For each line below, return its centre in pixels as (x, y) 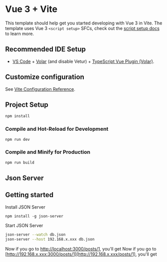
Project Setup (27, 105)
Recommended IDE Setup (46, 49)
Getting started (29, 195)
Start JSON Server (24, 225)
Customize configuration (45, 77)
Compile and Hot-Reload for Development (57, 129)
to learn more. (19, 33)
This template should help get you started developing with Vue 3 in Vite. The (84, 23)
